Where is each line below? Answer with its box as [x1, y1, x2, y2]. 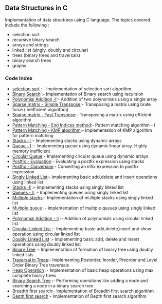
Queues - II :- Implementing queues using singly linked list [12, 190, 129, 196]
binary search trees [12, 57, 52, 63]
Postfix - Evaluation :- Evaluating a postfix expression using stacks [12, 159, 144, 164]
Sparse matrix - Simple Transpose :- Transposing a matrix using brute [12, 101, 151, 107]
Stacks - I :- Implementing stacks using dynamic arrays [12, 138, 122, 143]
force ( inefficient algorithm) [12, 107, 69, 113]
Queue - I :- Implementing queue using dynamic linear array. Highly [12, 143, 147, 149]
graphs [12, 62, 27, 68]
